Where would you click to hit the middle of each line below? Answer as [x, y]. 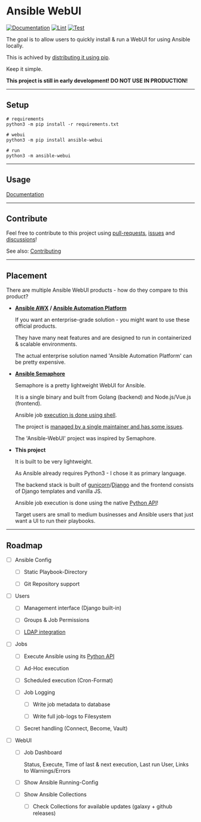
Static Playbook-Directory [56, 572]
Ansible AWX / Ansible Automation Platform [71, 308]
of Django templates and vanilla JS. [59, 491]
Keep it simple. [25, 69]
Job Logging [39, 692]
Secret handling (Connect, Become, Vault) [76, 728]
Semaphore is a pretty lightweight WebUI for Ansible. [80, 385]
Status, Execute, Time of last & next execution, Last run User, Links [106, 764]
